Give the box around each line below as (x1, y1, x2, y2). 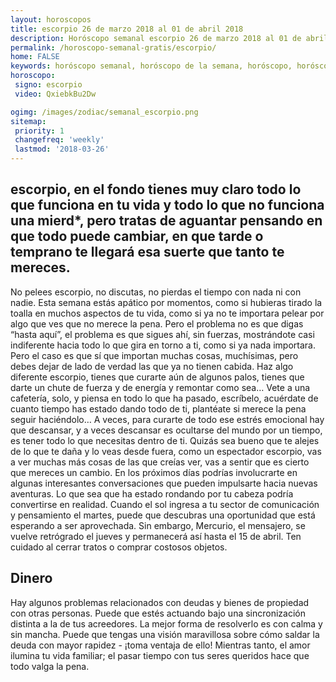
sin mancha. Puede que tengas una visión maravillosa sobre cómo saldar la (10, 628, 320, 640)
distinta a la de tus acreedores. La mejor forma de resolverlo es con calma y (10, 617, 323, 630)
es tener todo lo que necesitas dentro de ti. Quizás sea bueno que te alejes (10, 434, 320, 446)
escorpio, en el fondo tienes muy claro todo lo (10, 181, 302, 198)
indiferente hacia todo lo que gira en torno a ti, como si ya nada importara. (10, 339, 316, 351)
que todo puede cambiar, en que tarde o (10, 228, 264, 245)
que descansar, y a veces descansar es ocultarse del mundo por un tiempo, (10, 424, 323, 436)
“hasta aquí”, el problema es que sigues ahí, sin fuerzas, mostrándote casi (10, 328, 315, 340)
